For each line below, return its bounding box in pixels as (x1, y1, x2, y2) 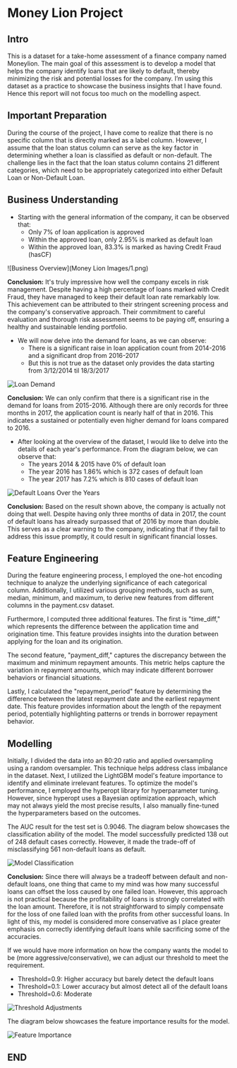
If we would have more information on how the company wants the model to (7, 946, 229, 954)
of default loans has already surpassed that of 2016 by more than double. (7, 517, 221, 525)
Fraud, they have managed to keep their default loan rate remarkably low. (7, 292, 220, 301)
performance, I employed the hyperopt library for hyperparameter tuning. (7, 786, 220, 795)
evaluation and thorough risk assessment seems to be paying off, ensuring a (7, 315, 229, 323)
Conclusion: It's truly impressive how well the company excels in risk (7, 277, 209, 286)
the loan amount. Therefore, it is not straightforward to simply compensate (7, 902, 224, 911)
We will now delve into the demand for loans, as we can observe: (17, 336, 207, 344)
